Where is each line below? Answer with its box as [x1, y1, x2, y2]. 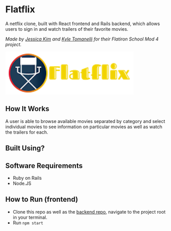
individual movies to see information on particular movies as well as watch [5, 123, 163, 130]
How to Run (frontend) [5, 195, 79, 204]
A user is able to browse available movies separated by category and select [5, 118, 165, 124]
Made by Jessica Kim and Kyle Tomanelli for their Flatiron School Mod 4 [5, 36, 159, 42]
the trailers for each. [5, 129, 49, 135]
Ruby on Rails [12, 175, 42, 181]
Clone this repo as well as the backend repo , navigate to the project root [12, 208, 166, 215]
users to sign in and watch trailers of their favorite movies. [5, 26, 128, 32]
